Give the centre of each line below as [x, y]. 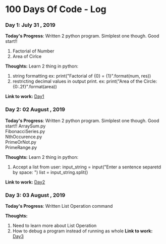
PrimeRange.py [21, 147]
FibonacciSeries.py [25, 131]
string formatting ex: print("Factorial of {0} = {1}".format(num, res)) [82, 76]
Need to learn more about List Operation [54, 226]
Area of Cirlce [27, 56]
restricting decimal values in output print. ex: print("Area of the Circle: [85, 81]
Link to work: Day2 [25, 182]
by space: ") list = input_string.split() [50, 172]
